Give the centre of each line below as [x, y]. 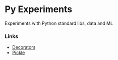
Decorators [24, 47]
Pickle [18, 53]
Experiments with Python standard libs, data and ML [59, 23]
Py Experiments [39, 9]
